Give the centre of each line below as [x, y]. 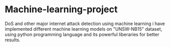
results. [13, 40]
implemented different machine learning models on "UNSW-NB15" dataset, [83, 29]
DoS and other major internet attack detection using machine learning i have [85, 24]
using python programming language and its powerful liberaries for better [82, 34]
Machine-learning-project [61, 9]
